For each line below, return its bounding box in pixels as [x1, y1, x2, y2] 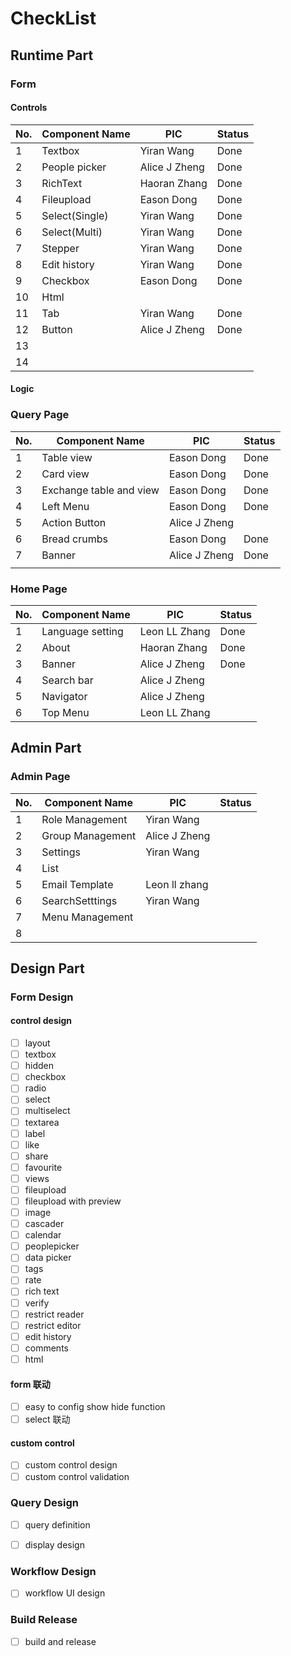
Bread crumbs [41, 532, 108, 546]
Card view [41, 467, 90, 481]
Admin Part [10, 740, 82, 757]
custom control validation [24, 1470, 130, 1482]
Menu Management [41, 910, 134, 924]
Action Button [41, 515, 107, 529]
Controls [10, 102, 48, 114]
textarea [24, 1116, 60, 1128]
